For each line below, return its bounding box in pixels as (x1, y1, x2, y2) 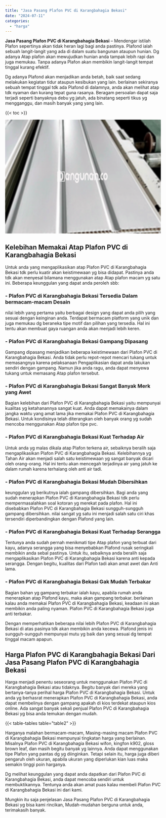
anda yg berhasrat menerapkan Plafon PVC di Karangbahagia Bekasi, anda (5, 695, 158, 701)
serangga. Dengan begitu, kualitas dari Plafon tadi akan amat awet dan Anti (5, 561, 158, 566)
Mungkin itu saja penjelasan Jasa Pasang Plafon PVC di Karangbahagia (5, 797, 150, 803)
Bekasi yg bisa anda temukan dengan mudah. (5, 711, 98, 717)
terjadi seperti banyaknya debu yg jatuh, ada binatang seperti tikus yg (5, 95, 147, 101)
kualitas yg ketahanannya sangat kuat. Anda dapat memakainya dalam (5, 405, 148, 411)
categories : (5, 18, 30, 23)
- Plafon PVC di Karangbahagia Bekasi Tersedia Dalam (5, 292, 138, 299)
